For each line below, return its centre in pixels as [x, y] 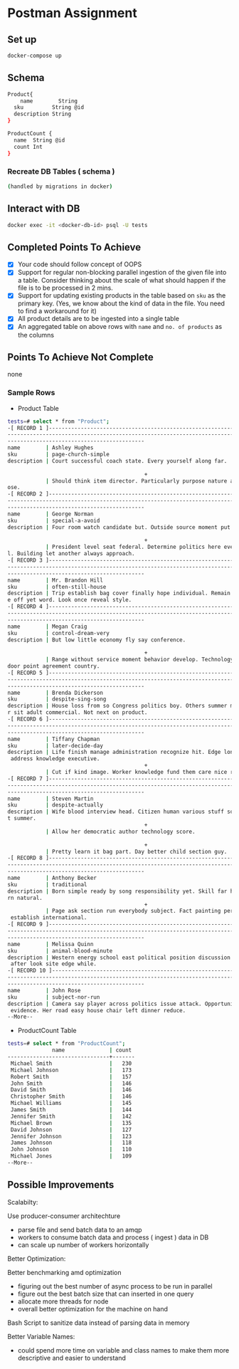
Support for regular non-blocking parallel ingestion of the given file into [122, 273]
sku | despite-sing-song [57, 699]
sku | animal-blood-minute [60, 951]
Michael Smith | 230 [71, 1063]
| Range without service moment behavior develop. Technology [139, 660]
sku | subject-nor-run [54, 997]
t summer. [22, 819]
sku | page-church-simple [59, 455]
